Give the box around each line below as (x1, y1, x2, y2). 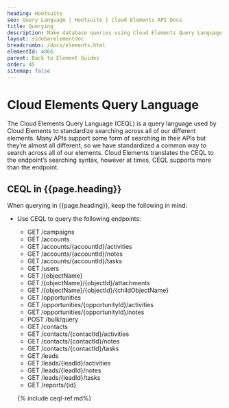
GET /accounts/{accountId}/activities (27, 243, 132, 251)
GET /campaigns (27, 228, 75, 237)
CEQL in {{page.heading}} (7, 183, 122, 195)
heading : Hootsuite (7, 10, 63, 17)
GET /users (27, 265, 60, 273)
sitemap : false (7, 67, 51, 74)
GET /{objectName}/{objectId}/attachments (27, 279, 151, 287)
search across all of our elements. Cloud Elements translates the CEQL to (7, 149, 214, 157)
